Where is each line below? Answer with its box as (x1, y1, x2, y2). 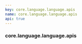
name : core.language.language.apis (5, 12, 78, 17)
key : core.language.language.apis (5, 7, 76, 12)
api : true (5, 16, 25, 21)
